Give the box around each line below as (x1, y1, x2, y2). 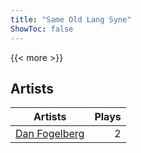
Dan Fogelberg (15, 127, 85, 141)
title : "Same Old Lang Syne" (10, 14, 132, 25)
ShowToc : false (10, 24, 74, 34)
